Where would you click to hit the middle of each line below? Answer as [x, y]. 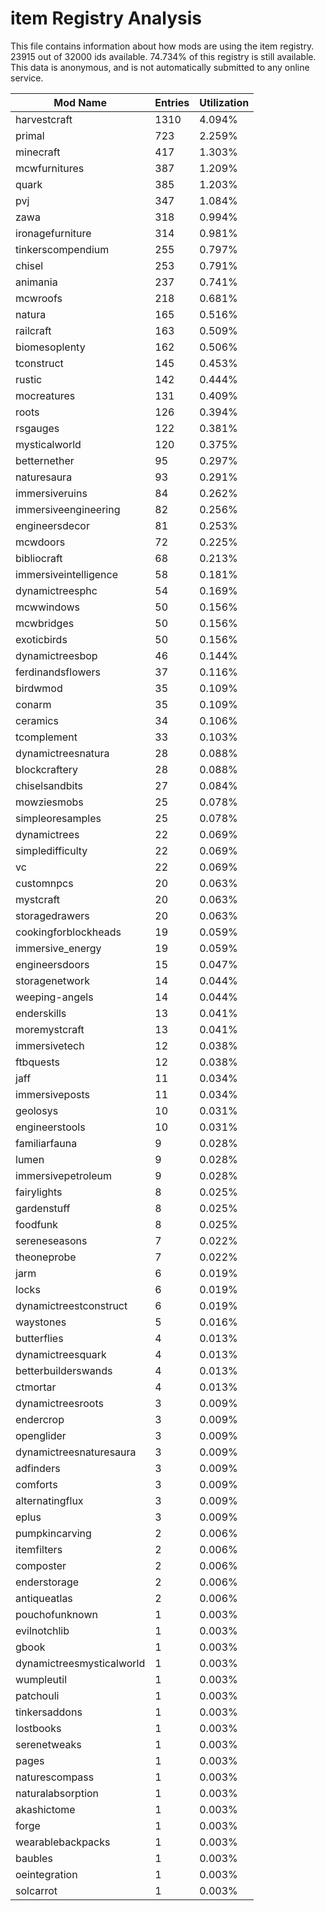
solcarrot [36, 1890]
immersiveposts [52, 1094]
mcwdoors [40, 542]
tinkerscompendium [62, 249]
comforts [36, 1484]
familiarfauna [46, 1143]
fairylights [39, 1192]
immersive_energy [58, 948]
